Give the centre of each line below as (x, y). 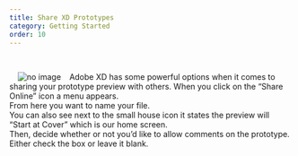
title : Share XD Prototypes (62, 17)
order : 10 (28, 34)
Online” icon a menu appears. (64, 96)
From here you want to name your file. (80, 106)
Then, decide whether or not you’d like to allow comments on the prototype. (149, 134)
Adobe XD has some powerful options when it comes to (172, 77)
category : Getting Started (60, 26)
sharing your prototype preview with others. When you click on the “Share (146, 87)
